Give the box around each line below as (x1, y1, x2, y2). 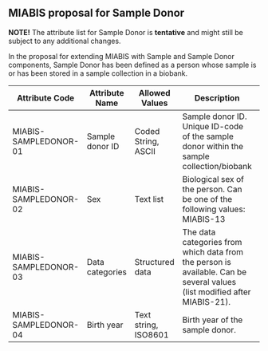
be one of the (182, 193, 233, 204)
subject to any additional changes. (8, 36, 121, 45)
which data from (182, 246, 243, 258)
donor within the (182, 140, 244, 152)
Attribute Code (17, 92, 75, 103)
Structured (134, 256, 175, 267)
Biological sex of (182, 173, 245, 184)
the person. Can (182, 183, 242, 195)
